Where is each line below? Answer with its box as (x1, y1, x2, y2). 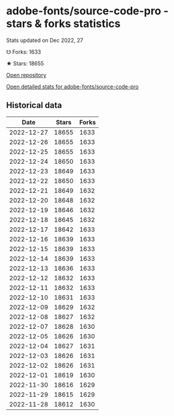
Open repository (6, 71, 47, 78)
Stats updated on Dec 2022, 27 (6, 36, 84, 44)
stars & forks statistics (6, 17, 121, 30)
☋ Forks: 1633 (6, 48, 41, 55)
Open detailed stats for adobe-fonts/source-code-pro (6, 82, 139, 90)
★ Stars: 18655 (6, 60, 44, 67)
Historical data (6, 100, 62, 111)
